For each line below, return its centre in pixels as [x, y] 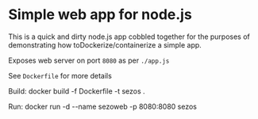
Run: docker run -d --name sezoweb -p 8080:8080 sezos [102, 106]
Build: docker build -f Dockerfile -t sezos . [77, 91]
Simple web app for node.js [100, 15]
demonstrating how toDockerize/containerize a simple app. [105, 44]
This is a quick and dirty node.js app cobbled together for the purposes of [129, 36]
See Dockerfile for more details [60, 75]
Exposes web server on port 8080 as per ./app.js [89, 60]
